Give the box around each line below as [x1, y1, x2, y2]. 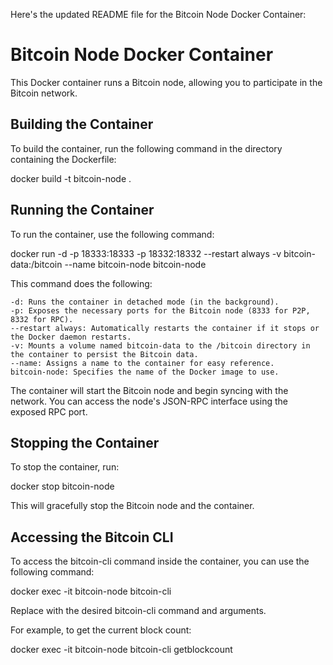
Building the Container [10, 116, 154, 133]
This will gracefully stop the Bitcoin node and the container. [10, 500, 255, 512]
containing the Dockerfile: [10, 153, 117, 165]
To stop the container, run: [10, 461, 120, 473]
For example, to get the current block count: [10, 624, 192, 636]
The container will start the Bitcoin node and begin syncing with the [10, 384, 289, 396]
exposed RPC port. [10, 405, 88, 418]
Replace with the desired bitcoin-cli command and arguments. [10, 605, 267, 617]
